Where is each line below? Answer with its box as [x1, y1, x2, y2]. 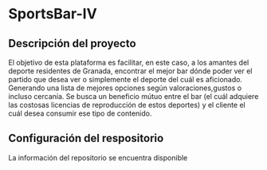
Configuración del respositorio [8, 132, 164, 145]
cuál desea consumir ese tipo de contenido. [8, 109, 153, 118]
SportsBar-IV [8, 5, 97, 23]
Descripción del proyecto [8, 37, 137, 50]
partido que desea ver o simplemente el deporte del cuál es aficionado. [8, 75, 243, 84]
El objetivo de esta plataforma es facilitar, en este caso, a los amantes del [8, 57, 249, 67]
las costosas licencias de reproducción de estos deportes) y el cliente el [8, 101, 245, 109]
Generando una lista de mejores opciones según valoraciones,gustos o [8, 83, 241, 93]
